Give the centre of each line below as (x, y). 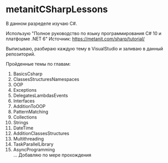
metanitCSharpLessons (57, 9)
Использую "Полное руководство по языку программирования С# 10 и (84, 33)
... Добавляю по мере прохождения (52, 155)
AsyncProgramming (34, 149)
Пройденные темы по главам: (38, 64)
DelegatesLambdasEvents (40, 95)
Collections (25, 117)
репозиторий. (21, 54)
